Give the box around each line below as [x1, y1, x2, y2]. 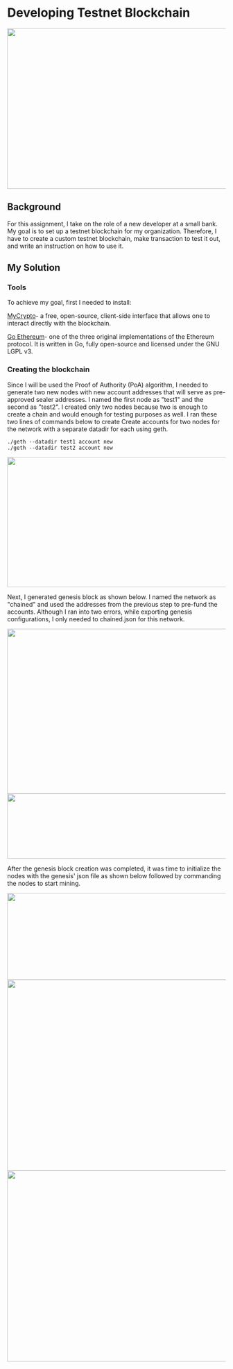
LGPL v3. [7, 347, 33, 355]
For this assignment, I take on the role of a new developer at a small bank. [7, 219, 218, 228]
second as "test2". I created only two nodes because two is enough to [7, 403, 208, 411]
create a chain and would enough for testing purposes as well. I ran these [7, 410, 217, 418]
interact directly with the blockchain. [7, 319, 112, 328]
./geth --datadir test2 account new [7, 444, 113, 451]
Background [7, 201, 61, 213]
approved [7, 395, 35, 403]
